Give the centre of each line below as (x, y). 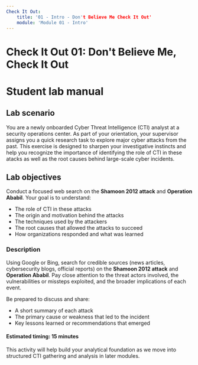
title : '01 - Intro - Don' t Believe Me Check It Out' (84, 17)
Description (23, 250)
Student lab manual (55, 91)
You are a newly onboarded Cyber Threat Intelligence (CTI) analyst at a (93, 127)
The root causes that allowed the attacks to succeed (79, 228)
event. (14, 288)
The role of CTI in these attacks (53, 209)
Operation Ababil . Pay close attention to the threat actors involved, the (92, 275)
